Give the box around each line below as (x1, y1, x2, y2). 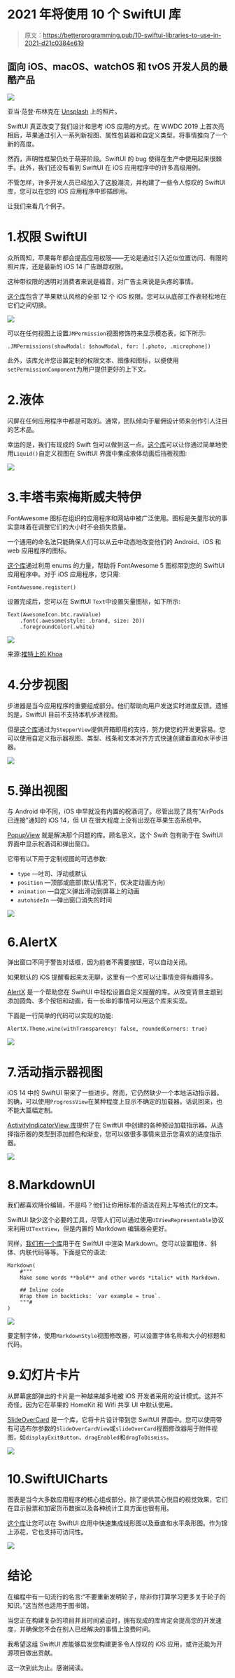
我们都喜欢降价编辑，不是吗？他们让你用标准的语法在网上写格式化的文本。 (7, 1200, 222, 1210)
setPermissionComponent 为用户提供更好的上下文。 (7, 365, 150, 373)
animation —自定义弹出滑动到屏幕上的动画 (17, 887, 140, 895)
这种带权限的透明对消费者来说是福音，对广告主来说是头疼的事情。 (7, 277, 197, 285)
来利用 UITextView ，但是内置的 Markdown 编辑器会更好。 (7, 1224, 171, 1233)
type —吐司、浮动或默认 (17, 870, 87, 878)
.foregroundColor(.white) (20, 623, 96, 630)
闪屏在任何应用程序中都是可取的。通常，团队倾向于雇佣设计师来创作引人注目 (7, 417, 228, 425)
